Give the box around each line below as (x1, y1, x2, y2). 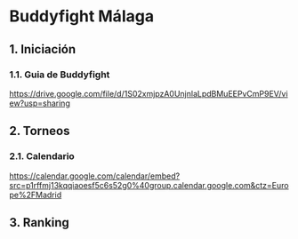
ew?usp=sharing (9, 98, 71, 108)
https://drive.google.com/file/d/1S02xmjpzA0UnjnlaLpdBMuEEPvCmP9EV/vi (9, 88, 288, 99)
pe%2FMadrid (9, 189, 62, 200)
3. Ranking (9, 215, 69, 230)
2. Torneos (9, 123, 70, 139)
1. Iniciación (9, 42, 77, 57)
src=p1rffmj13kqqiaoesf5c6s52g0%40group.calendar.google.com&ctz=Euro (9, 179, 289, 190)
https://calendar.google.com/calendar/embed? (9, 171, 181, 181)
